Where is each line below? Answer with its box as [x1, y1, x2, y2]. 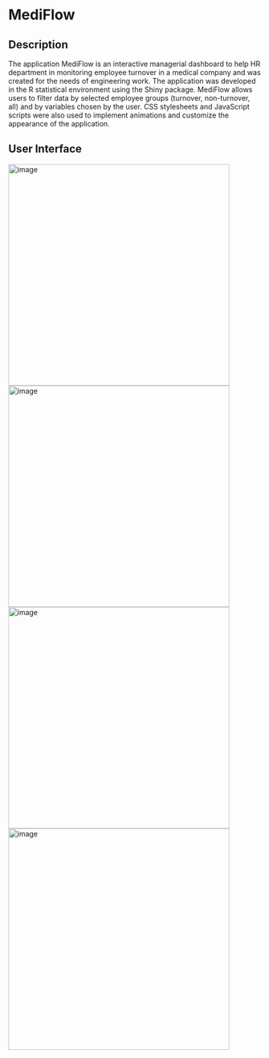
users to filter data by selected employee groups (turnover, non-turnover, [8, 93, 251, 102]
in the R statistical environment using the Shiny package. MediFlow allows [8, 85, 253, 94]
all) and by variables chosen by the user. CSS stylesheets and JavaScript [8, 102, 251, 111]
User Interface [8, 143, 83, 156]
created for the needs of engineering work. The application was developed [8, 76, 256, 85]
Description [8, 38, 68, 52]
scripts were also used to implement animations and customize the [8, 110, 230, 120]
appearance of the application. [8, 119, 110, 128]
